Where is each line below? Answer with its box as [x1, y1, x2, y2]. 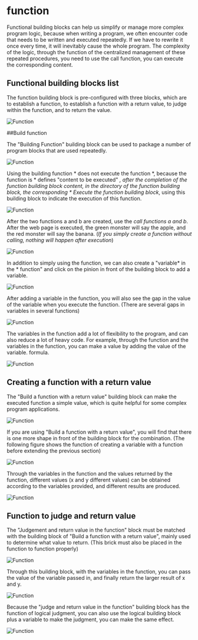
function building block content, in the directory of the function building [6, 182, 180, 189]
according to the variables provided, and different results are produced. [6, 482, 180, 490]
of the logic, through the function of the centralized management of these [6, 48, 186, 55]
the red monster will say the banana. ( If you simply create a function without [6, 230, 192, 237]
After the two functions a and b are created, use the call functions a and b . [6, 217, 188, 225]
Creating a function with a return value [6, 377, 151, 387]
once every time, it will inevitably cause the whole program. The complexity [6, 42, 190, 50]
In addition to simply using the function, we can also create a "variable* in [6, 259, 186, 266]
